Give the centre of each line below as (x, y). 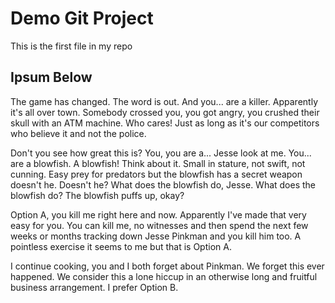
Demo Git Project (82, 18)
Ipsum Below (51, 77)
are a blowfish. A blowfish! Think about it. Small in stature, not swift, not (158, 163)
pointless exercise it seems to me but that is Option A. (121, 246)
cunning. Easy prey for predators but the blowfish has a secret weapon (156, 174)
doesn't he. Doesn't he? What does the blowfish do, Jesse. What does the (163, 184)
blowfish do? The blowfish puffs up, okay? (97, 195)
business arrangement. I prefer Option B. (94, 287)
